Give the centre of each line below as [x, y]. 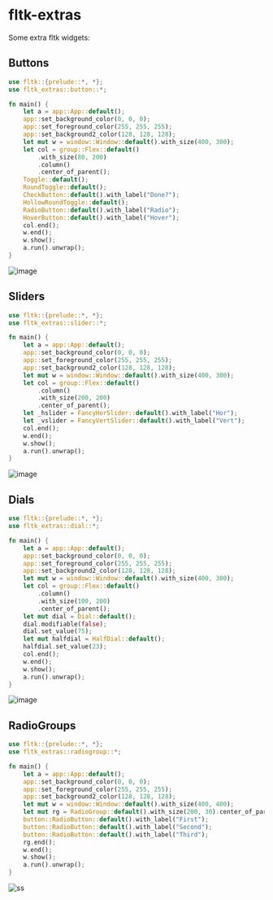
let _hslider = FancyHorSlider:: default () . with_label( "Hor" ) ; [130, 413]
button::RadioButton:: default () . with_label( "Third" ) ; [116, 834]
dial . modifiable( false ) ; [65, 624]
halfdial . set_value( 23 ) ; [65, 647]
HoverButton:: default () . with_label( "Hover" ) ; [102, 217]
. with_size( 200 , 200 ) [74, 398]
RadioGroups [42, 725]
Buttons [29, 63]
